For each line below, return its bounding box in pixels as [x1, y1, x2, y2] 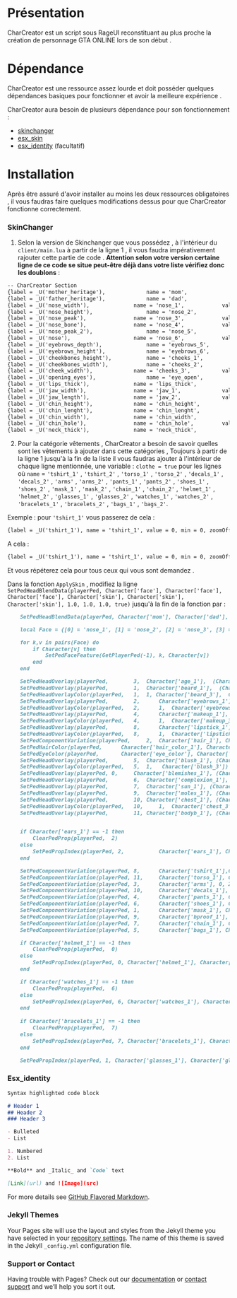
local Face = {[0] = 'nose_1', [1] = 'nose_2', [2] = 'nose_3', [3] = [20, 626, 232, 633]
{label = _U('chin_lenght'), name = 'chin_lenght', [7, 407, 200, 414]
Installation [7, 166, 75, 182]
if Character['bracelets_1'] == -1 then [20, 1018, 140, 1025]
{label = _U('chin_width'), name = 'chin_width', [7, 414, 197, 421]
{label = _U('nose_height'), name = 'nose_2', [7, 308, 197, 315]
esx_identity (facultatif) [17, 141, 85, 150]
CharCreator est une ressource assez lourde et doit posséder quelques [7, 83, 214, 93]
